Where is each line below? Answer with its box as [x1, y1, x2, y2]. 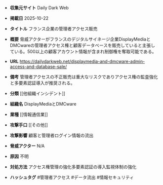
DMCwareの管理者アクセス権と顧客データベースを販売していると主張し [9, 42, 156, 48]
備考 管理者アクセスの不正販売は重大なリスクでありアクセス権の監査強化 [9, 74, 158, 79]
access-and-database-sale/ [9, 64, 67, 70]
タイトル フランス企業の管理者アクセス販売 [9, 26, 98, 32]
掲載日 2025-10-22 [9, 15, 48, 21]
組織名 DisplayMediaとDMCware [9, 101, 77, 107]
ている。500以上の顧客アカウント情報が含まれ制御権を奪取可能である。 [9, 49, 157, 54]
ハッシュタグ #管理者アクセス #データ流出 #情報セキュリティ [9, 175, 134, 180]
